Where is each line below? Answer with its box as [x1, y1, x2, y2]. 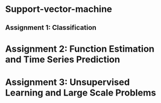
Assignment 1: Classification [5, 23, 97, 32]
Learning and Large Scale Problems [5, 87, 156, 98]
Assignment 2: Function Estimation [5, 43, 154, 54]
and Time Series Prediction [5, 54, 120, 65]
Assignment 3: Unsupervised [5, 76, 130, 88]
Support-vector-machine [5, 3, 112, 15]
